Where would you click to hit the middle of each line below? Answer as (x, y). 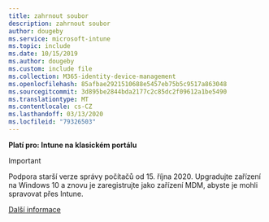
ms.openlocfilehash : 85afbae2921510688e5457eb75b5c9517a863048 (118, 84)
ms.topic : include (39, 46)
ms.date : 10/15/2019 (43, 54)
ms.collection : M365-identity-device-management (92, 76)
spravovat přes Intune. (46, 194)
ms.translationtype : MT (49, 99)
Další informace (35, 209)
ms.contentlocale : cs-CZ (50, 107)
